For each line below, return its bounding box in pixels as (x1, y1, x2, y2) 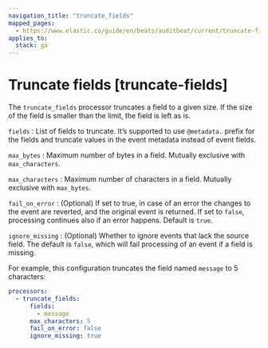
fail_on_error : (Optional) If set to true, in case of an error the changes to (8, 198, 251, 208)
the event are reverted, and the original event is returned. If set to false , (8, 207, 245, 217)
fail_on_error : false (29, 325, 102, 333)
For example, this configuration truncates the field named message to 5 (8, 263, 238, 273)
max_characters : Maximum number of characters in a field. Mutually (8, 174, 232, 184)
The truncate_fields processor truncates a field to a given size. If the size (8, 102, 253, 112)
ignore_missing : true (29, 332, 102, 340)
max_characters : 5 (29, 317, 91, 325)
